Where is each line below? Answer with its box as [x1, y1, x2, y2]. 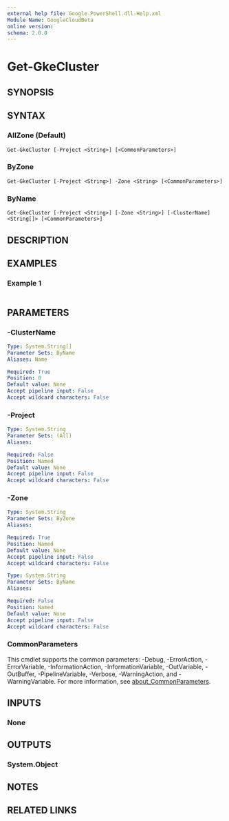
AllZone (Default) [7, 130, 67, 140]
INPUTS [7, 698, 41, 709]
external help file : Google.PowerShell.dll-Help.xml [7, 10, 162, 17]
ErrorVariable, [7, 662, 47, 671]
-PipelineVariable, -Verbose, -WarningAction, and [37, 670, 177, 678]
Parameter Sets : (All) [7, 433, 72, 439]
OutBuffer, [7, 670, 36, 678]
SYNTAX [7, 110, 46, 121]
